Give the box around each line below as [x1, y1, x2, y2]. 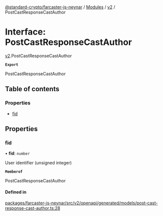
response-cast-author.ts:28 [5, 205, 60, 211]
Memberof [5, 169, 23, 175]
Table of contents [5, 85, 59, 93]
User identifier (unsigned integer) [5, 160, 72, 166]
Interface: [5, 26, 46, 38]
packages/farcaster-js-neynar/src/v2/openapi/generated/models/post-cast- [5, 200, 158, 206]
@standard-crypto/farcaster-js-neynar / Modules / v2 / [5, 4, 115, 10]
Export [5, 62, 18, 67]
